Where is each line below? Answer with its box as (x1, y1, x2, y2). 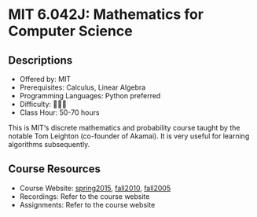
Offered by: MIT (19, 75, 72, 83)
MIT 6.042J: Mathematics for (8, 6, 204, 24)
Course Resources (8, 163, 101, 176)
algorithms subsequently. (8, 140, 90, 149)
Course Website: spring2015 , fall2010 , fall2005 (19, 183, 171, 193)
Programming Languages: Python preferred (19, 91, 161, 100)
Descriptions (8, 53, 73, 67)
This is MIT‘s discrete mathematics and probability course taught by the (8, 123, 240, 132)
